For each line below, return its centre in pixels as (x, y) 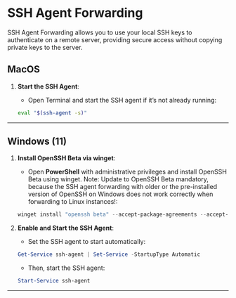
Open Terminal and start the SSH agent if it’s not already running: (122, 100)
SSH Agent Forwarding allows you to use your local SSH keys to (100, 32)
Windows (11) (37, 142)
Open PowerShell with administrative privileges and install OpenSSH (127, 172)
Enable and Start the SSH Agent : (66, 228)
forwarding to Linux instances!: (73, 202)
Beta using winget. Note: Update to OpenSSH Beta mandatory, (118, 179)
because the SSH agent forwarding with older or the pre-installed (123, 187)
